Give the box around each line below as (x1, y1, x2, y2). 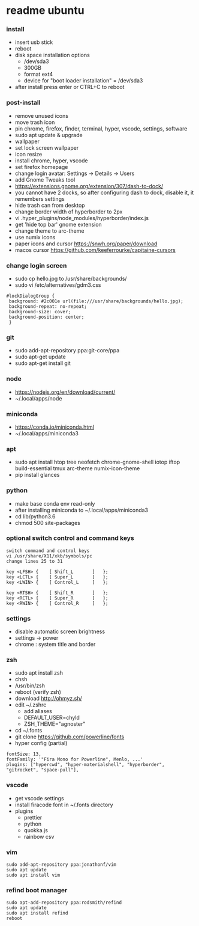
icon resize (14, 150, 43, 158)
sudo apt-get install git (14, 360, 71, 367)
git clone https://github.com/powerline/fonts (14, 733, 125, 740)
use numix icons (14, 233, 56, 241)
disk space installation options (14, 52, 90, 59)
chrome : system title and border (14, 641, 96, 648)
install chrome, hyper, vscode (14, 157, 88, 164)
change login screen (6, 261, 67, 269)
